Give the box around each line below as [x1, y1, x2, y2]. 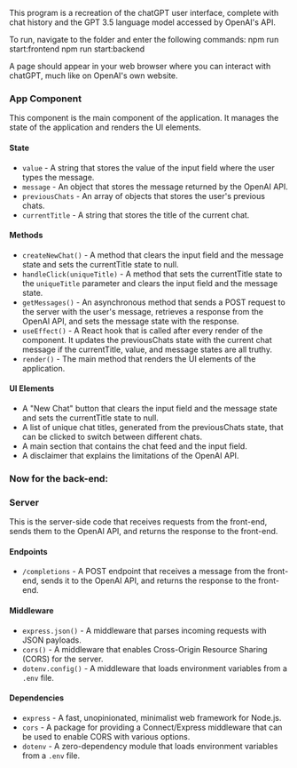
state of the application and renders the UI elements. [9, 122, 202, 132]
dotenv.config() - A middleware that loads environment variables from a [21, 662, 288, 674]
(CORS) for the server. [21, 653, 104, 664]
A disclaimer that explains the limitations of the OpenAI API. [21, 450, 239, 460]
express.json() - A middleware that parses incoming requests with [21, 625, 268, 636]
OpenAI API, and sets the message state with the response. [21, 316, 239, 326]
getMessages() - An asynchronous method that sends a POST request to [21, 297, 285, 308]
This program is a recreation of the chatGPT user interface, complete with [9, 8, 279, 18]
